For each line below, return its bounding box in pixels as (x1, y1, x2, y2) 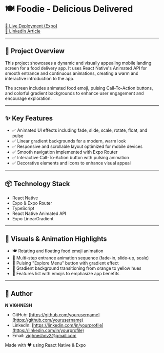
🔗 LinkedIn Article (5, 28, 41, 34)
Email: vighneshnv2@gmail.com (12, 333, 77, 338)
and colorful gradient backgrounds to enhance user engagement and (5, 90, 144, 96)
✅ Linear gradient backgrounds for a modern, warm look (12, 138, 126, 144)
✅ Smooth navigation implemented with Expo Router (12, 149, 118, 155)
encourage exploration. (5, 95, 52, 101)
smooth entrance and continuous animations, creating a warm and (5, 70, 139, 76)
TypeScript (12, 206, 35, 212)
